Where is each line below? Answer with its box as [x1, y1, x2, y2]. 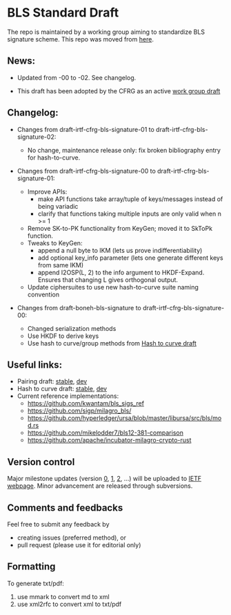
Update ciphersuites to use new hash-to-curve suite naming [27, 283, 199, 291]
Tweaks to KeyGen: [27, 238, 83, 247]
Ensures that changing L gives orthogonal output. [37, 275, 178, 284]
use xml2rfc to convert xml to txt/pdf [17, 600, 122, 608]
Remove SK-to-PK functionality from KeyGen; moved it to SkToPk [27, 224, 212, 232]
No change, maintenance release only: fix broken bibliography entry [27, 146, 221, 154]
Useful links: [7, 359, 63, 370]
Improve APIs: [27, 187, 68, 196]
